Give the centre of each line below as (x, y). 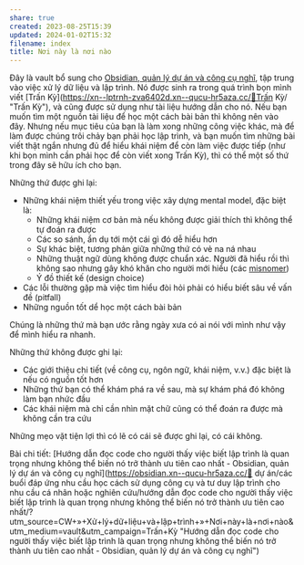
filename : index (40, 43)
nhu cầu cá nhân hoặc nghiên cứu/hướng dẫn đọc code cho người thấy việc (151, 493)
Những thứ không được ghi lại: (66, 352)
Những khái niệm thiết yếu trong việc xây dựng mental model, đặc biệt (154, 201)
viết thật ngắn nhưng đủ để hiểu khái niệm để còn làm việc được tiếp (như (147, 146)
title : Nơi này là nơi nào (61, 52)
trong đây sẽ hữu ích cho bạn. (66, 165)
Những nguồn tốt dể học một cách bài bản (102, 308)
